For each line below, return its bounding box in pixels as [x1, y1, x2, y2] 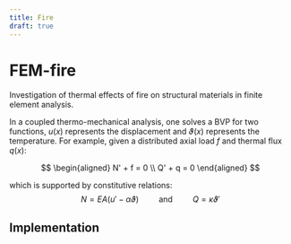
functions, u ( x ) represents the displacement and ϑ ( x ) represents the [9, 126, 260, 137]
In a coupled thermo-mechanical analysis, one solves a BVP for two [9, 117, 260, 127]
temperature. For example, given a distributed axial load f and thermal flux [9, 135, 282, 146]
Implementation [9, 220, 100, 235]
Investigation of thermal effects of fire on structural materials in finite [9, 90, 263, 100]
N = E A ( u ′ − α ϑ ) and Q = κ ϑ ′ [80, 194, 221, 205]
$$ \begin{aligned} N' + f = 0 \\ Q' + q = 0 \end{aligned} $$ [40, 162, 261, 173]
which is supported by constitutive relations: [9, 180, 173, 191]
